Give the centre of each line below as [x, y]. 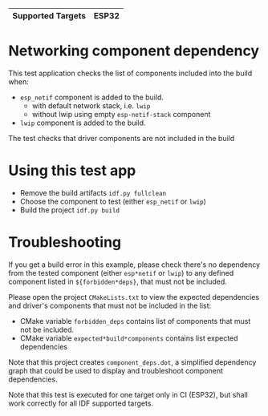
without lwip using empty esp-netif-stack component [121, 114]
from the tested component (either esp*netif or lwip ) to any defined [121, 273]
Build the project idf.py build [70, 210]
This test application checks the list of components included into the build [130, 73]
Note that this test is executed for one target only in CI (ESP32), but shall [128, 394]
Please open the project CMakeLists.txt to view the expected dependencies [134, 297]
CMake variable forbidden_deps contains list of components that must [135, 321]
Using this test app [72, 171]
